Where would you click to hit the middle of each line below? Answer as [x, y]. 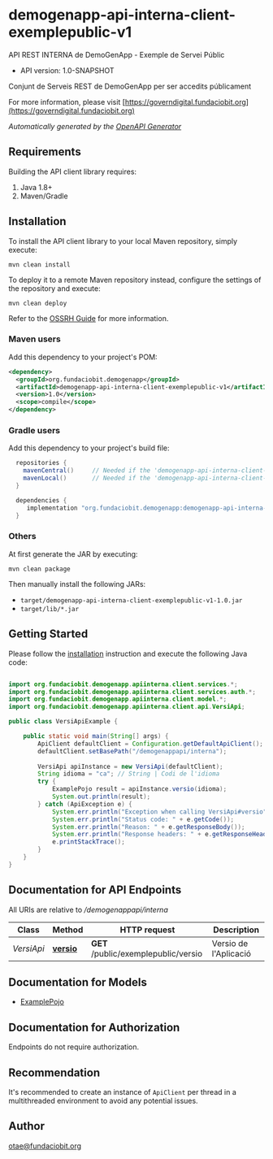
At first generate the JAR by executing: [73, 553]
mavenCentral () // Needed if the [87, 471]
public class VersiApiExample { [63, 722]
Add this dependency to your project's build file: [89, 448]
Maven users [35, 339]
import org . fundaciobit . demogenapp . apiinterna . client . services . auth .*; [132, 692]
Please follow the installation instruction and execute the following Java [128, 653]
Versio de [230, 943]
